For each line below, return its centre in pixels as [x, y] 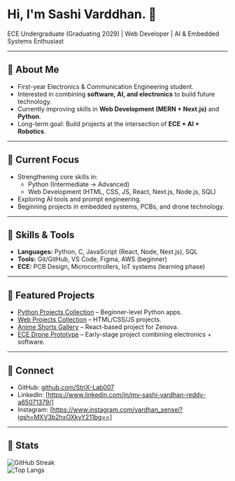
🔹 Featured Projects [51, 295]
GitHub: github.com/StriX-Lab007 [66, 387]
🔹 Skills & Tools [41, 235]
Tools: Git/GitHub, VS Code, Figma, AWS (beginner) [92, 259]
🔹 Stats [23, 446]
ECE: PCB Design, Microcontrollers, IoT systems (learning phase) [111, 267]
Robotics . [31, 131]
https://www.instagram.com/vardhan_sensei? [117, 410]
